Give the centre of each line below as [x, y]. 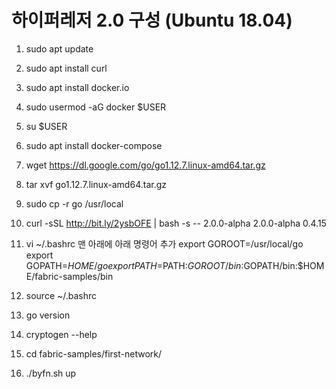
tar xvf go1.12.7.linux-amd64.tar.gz [96, 184]
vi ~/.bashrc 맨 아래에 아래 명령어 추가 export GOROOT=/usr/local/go [164, 243]
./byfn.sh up [51, 373]
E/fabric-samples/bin [69, 276]
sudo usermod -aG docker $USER [96, 107]
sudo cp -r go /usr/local [74, 203]
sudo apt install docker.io [77, 87]
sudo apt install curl [66, 68]
